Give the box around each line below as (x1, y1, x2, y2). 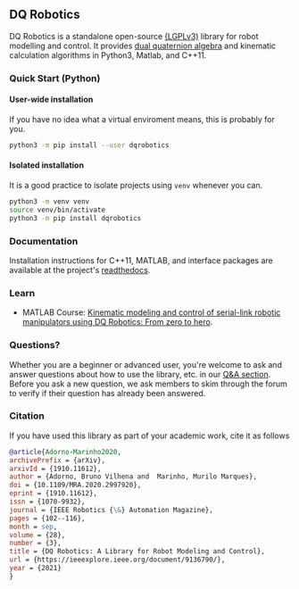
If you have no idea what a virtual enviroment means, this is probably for (9, 113, 275, 124)
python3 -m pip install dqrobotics (9, 213, 142, 222)
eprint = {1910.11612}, (9, 489, 98, 498)
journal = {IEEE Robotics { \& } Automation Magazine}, (9, 505, 214, 514)
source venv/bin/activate (9, 205, 105, 214)
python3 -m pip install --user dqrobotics (9, 140, 170, 150)
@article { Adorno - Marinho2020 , (9, 447, 122, 456)
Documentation (9, 235, 79, 247)
